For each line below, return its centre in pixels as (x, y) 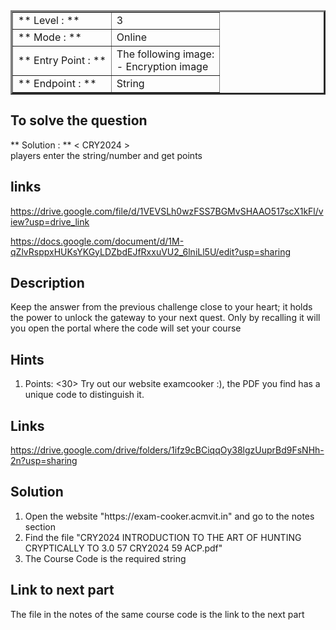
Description (47, 283)
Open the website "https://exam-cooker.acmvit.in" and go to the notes (169, 516)
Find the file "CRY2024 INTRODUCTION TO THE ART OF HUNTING (163, 537)
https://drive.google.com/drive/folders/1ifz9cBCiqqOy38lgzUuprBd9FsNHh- (167, 450)
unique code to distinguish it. (84, 395)
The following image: (165, 54)
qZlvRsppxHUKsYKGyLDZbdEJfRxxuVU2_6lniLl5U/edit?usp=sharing (151, 251)
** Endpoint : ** (57, 83)
